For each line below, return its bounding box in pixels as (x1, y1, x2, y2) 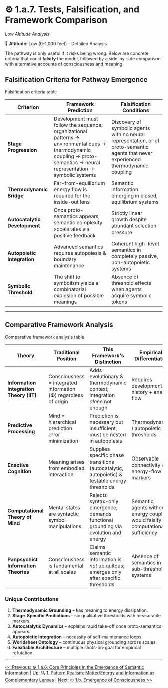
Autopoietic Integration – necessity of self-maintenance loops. (12, 634, 143, 640)
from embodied (48, 465, 85, 472)
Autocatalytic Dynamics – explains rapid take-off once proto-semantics (12, 623, 162, 629)
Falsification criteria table (5, 89, 57, 95)
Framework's (92, 352, 124, 359)
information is (89, 556, 122, 563)
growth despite (111, 216, 147, 223)
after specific (89, 575, 121, 582)
